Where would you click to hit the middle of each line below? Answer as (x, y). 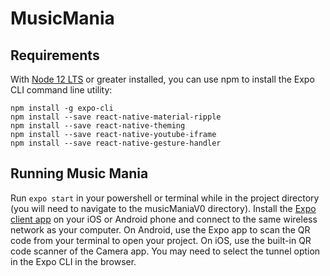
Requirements (55, 55)
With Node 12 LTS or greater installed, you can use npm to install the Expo (162, 79)
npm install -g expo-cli (62, 108)
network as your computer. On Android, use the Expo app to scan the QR (160, 229)
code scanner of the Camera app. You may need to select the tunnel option (165, 251)
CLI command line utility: (61, 90)
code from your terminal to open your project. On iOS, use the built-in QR (161, 240)
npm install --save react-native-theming (98, 126)
